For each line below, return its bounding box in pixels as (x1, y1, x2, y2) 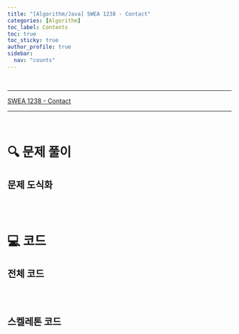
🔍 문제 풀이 (7, 144, 72, 160)
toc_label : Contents (7, 23, 69, 31)
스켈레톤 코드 (7, 316, 62, 328)
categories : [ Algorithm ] (7, 17, 81, 24)
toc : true (7, 30, 37, 38)
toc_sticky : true (7, 37, 59, 44)
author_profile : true (7, 43, 72, 50)
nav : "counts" (14, 57, 55, 64)
